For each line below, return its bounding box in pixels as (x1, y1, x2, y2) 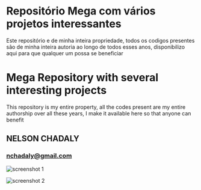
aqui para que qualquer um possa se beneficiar (6, 49, 123, 57)
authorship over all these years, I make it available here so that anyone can (6, 109, 191, 117)
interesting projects (6, 84, 107, 97)
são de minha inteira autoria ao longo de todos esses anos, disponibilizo (6, 43, 185, 51)
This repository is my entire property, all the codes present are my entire (6, 103, 186, 111)
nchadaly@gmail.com (6, 152, 72, 160)
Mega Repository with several (6, 71, 159, 85)
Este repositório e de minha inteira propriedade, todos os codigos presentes (6, 37, 195, 44)
